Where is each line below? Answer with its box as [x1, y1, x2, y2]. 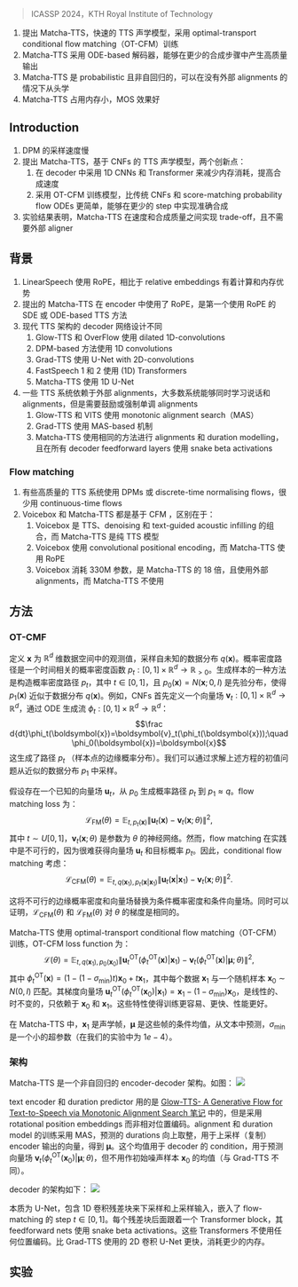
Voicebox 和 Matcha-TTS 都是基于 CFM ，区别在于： [21, 509, 216, 519]
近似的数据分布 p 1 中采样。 [24, 765, 122, 778]
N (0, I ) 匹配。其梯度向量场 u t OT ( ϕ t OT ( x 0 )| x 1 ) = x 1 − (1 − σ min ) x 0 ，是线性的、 [9, 984, 283, 999]
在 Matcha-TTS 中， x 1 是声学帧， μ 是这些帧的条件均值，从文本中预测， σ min [9, 1019, 286, 1032]
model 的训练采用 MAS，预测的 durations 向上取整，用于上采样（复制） [9, 1130, 271, 1141]
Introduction [9, 120, 80, 136]
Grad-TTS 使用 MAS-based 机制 [35, 421, 153, 431]
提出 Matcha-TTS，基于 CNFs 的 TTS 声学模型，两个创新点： [21, 155, 247, 167]
